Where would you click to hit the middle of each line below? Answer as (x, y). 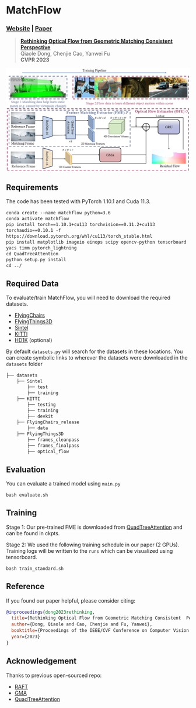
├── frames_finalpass (53, 446)
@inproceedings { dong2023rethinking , (50, 612)
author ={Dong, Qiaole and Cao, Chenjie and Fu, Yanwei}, (82, 624)
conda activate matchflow (37, 219)
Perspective (35, 47)
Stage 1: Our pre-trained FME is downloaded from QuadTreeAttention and (94, 527)
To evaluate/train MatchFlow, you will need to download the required (88, 298)
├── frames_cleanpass (53, 440)
